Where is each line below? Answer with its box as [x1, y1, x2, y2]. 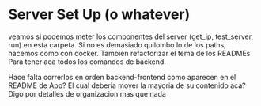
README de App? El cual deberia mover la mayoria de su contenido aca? [8, 81, 247, 90]
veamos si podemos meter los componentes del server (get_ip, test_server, [8, 32, 254, 41]
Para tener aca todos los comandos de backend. [8, 57, 166, 66]
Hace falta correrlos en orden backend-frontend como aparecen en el [8, 72, 236, 81]
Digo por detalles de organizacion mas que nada [8, 89, 166, 98]
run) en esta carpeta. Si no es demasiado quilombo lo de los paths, [8, 40, 227, 49]
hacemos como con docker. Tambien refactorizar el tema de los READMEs [8, 48, 251, 58]
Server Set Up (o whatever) [8, 6, 191, 24]
